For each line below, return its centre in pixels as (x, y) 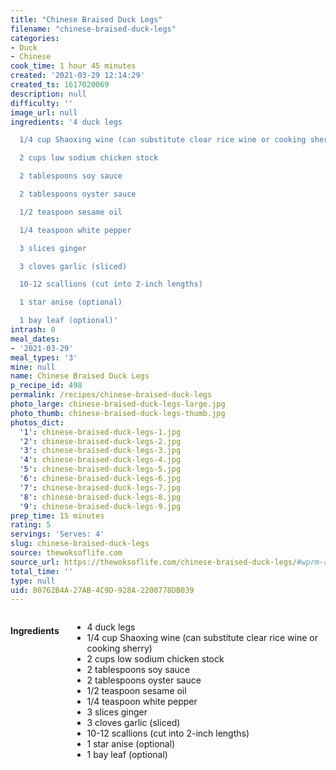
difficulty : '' (42, 103)
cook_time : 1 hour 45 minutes (73, 66)
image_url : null (44, 112)
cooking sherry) (119, 648)
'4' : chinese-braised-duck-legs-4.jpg (100, 460)
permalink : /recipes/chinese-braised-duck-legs (111, 395)
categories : (35, 38)
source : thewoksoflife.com (66, 553)
